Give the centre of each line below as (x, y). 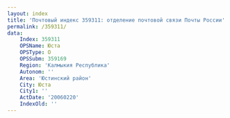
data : (15, 33)
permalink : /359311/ (37, 26)
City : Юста (35, 85)
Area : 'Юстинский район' (56, 78)
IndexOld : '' (39, 104)
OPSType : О (35, 53)
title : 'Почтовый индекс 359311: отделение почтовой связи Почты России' (116, 20)
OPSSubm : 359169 (43, 59)
